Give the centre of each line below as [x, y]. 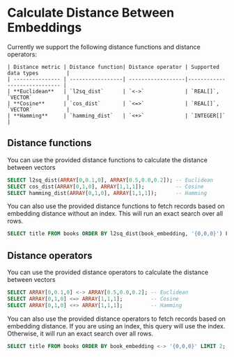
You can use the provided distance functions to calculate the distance [107, 160]
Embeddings [45, 27]
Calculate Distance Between [91, 13]
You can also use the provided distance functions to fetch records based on [116, 206]
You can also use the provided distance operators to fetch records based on [117, 319]
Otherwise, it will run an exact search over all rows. [80, 333]
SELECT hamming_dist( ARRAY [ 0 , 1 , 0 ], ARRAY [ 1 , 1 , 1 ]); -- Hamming [107, 193]
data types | [39, 73]
